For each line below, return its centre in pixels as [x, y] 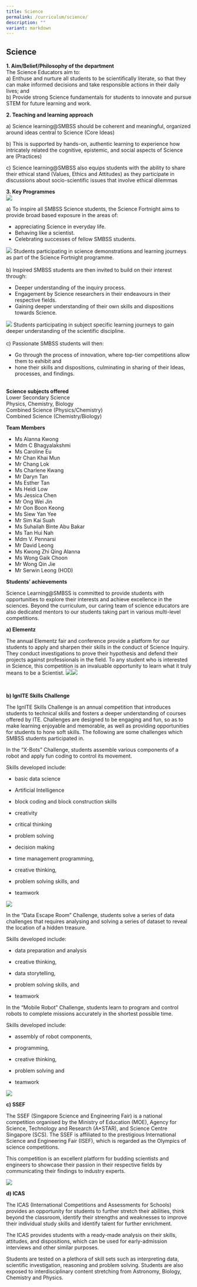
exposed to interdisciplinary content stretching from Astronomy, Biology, [94, 1272]
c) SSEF [16, 1105]
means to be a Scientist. [35, 673]
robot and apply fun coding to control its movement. [69, 756]
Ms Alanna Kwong [36, 439]
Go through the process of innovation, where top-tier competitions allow [102, 355]
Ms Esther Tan [32, 483]
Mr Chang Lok [32, 464]
